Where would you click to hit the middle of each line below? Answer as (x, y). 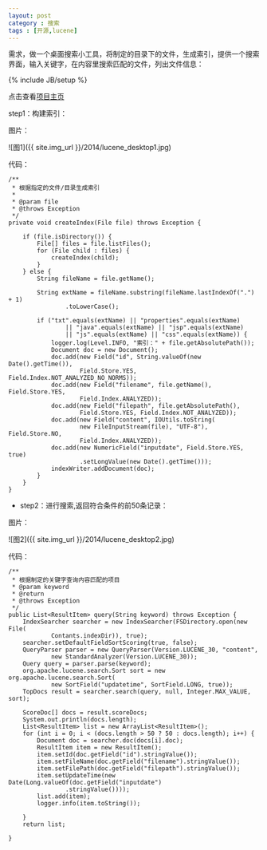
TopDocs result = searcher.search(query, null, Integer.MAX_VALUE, (137, 692)
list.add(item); (64, 797)
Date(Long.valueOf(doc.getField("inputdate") (85, 783)
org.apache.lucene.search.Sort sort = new (94, 671)
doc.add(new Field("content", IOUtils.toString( (133, 420)
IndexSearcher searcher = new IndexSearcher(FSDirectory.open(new (135, 622)
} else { (37, 272)
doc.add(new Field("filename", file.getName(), (132, 385)
